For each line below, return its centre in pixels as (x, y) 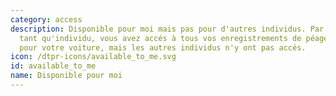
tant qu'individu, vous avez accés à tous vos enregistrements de (160, 38)
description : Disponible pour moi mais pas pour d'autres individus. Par (167, 29)
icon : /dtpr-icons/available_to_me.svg (93, 57)
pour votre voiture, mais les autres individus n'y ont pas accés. (163, 47)
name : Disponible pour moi (66, 76)
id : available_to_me (53, 66)
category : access (46, 19)
